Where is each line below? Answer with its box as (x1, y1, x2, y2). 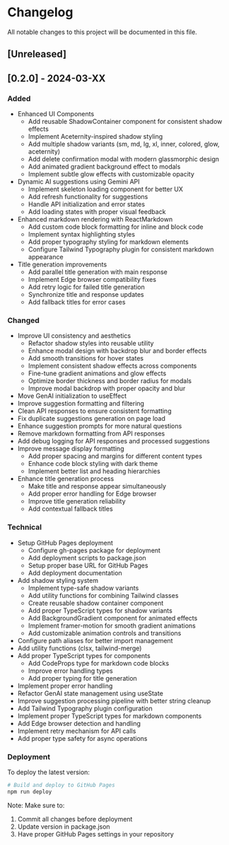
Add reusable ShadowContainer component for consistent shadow (28, 118, 223, 126)
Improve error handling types (28, 667, 113, 675)
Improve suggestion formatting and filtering (17, 399, 145, 408)
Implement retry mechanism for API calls (17, 727, 136, 735)
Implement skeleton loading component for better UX (28, 185, 184, 193)
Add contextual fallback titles (28, 504, 113, 514)
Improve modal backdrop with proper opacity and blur (28, 384, 186, 393)
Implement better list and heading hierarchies (28, 467, 160, 475)
